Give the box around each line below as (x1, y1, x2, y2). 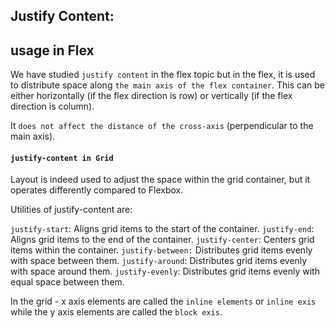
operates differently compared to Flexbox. (10, 184, 184, 196)
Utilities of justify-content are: (10, 204, 133, 216)
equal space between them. (10, 276, 125, 288)
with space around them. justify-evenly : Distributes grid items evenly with (10, 265, 320, 278)
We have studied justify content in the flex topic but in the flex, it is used (10, 69, 316, 81)
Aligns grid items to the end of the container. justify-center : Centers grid (10, 234, 315, 246)
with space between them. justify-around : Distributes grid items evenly (10, 255, 308, 267)
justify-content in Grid (10, 153, 114, 163)
